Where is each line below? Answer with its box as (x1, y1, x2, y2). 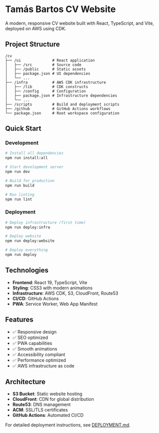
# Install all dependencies (5, 151, 64, 156)
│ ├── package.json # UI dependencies (5, 71, 91, 76)
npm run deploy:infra (5, 225, 50, 230)
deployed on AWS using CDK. (5, 25, 66, 31)
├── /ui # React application (5, 58, 95, 63)
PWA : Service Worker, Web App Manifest (12, 301, 98, 307)
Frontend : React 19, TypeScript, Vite (12, 279, 87, 285)
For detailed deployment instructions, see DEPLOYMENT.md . (5, 422, 131, 428)
